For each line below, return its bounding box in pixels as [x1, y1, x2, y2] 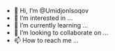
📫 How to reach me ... [13, 37, 79, 44]
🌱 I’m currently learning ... [13, 21, 89, 29]
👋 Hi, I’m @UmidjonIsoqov [13, 7, 89, 14]
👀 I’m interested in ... [13, 14, 73, 22]
